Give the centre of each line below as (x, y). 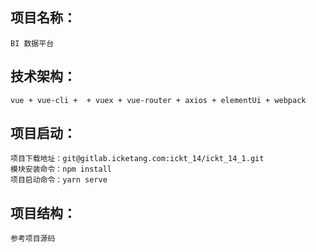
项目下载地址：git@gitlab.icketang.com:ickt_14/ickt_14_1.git (137, 159)
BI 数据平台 (32, 43)
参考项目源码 (33, 239)
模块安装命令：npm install (61, 169)
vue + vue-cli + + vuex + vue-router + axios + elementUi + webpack (158, 100)
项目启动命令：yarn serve (59, 180)
